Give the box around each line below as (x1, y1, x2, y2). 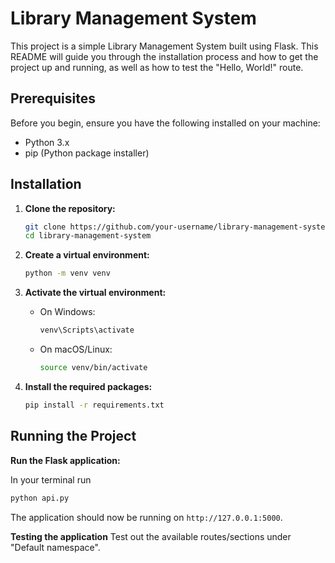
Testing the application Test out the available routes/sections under (10, 530, 292, 542)
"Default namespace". (10, 541, 101, 553)
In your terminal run (10, 473, 92, 486)
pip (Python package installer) (24, 147, 150, 159)
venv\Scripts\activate (39, 325, 135, 336)
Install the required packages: (24, 380, 153, 392)
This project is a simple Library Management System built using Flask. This (10, 40, 319, 52)
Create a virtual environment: (24, 249, 150, 261)
